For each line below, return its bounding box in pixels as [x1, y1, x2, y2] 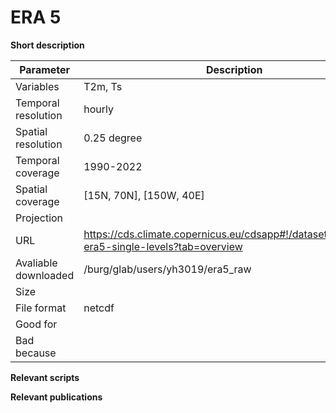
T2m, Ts [83, 79, 123, 93]
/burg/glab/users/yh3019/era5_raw [83, 262, 252, 276]
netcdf [83, 301, 115, 315]
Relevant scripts [10, 371, 80, 383]
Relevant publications [10, 391, 103, 403]
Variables [15, 79, 60, 93]
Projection [15, 211, 64, 225]
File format [15, 301, 67, 315]
